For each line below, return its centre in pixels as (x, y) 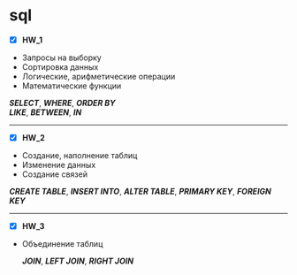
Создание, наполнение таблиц (80, 156)
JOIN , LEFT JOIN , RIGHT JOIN (78, 261)
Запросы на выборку (61, 57)
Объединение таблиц (62, 244)
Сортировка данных (60, 67)
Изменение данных (59, 165)
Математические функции (72, 86)
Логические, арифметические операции (99, 76)
